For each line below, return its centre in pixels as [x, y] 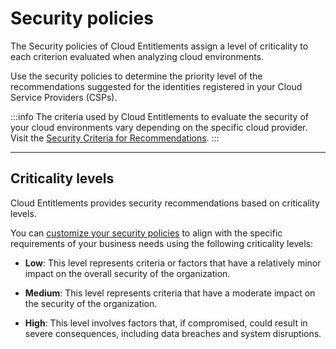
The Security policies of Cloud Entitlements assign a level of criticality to [159, 46]
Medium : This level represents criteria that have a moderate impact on [170, 293]
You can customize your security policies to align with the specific [146, 233]
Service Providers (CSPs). [64, 97]
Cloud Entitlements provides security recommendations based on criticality [165, 203]
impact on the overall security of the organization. [127, 273]
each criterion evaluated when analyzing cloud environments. [137, 56]
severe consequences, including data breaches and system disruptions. [173, 333]
